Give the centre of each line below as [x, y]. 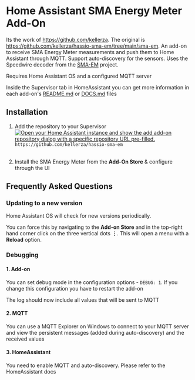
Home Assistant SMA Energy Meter [94, 11]
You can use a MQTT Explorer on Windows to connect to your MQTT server [97, 326]
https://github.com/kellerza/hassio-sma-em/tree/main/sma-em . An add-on [97, 46]
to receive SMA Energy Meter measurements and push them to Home [90, 52]
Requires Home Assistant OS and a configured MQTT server [79, 76]
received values [25, 339]
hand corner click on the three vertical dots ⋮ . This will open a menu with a [97, 234]
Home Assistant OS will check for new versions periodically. [79, 216]
